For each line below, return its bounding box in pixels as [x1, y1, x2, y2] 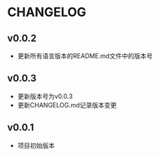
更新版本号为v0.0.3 [17, 92, 73, 100]
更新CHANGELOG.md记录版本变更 [17, 100, 117, 109]
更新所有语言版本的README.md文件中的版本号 [17, 52, 153, 60]
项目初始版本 [17, 141, 55, 150]
